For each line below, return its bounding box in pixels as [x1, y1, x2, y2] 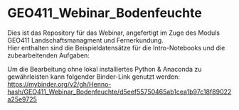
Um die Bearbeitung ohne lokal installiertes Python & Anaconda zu [7, 65, 202, 73]
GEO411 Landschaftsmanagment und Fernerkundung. [7, 35, 164, 44]
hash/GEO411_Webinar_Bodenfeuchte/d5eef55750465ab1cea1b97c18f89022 [7, 87, 232, 96]
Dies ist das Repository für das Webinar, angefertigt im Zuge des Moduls [7, 28, 221, 37]
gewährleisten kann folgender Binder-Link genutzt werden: [7, 72, 180, 81]
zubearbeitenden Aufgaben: [7, 51, 90, 60]
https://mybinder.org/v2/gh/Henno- [7, 79, 112, 88]
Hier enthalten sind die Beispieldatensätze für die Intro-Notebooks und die [7, 43, 225, 52]
